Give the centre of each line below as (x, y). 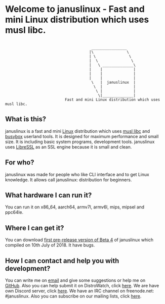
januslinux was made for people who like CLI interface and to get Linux (77, 174)
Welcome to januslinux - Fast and (75, 9)
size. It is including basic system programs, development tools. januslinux (80, 142)
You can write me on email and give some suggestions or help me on (75, 280)
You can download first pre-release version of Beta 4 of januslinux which (79, 240)
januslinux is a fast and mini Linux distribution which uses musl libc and (78, 131)
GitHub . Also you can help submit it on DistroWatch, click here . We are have (82, 285)
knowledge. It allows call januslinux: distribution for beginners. (68, 180)
